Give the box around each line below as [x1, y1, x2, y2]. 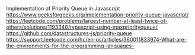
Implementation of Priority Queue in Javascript [6, 5, 120, 12]
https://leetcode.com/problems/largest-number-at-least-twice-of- [6, 18, 168, 24]
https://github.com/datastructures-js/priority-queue [6, 30, 132, 37]
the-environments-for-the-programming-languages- [6, 42, 135, 49]
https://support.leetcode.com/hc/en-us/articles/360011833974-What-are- [6, 36, 187, 43]
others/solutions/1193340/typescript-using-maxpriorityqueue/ [6, 23, 158, 30]
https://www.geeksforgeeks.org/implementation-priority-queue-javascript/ [6, 11, 189, 18]
